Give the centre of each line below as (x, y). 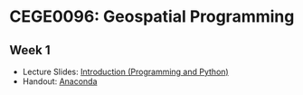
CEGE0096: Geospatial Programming (152, 17)
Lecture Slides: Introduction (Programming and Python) (125, 71)
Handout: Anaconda (60, 81)
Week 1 (30, 50)
